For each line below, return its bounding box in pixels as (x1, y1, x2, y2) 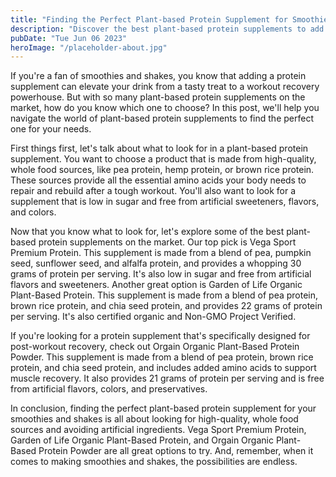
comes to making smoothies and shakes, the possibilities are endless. (10, 456, 298, 468)
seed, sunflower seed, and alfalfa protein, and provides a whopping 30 (10, 257, 302, 270)
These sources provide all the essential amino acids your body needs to (10, 174, 307, 186)
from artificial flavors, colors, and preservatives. (10, 383, 208, 395)
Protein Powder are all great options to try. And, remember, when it (38, 445, 314, 457)
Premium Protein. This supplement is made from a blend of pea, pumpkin (10, 247, 312, 259)
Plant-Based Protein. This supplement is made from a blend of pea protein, (10, 289, 319, 301)
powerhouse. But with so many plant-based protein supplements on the (10, 91, 306, 103)
